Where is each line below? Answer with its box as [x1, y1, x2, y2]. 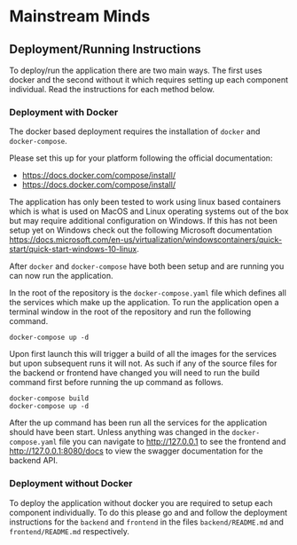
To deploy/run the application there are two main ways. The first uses [9, 65, 263, 75]
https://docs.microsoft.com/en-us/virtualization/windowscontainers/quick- [9, 234, 283, 245]
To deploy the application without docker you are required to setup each [9, 497, 273, 508]
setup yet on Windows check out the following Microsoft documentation [9, 225, 273, 236]
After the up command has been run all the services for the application [9, 417, 268, 428]
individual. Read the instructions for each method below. [9, 84, 215, 94]
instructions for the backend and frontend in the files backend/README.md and [9, 517, 284, 527]
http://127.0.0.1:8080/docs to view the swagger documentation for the [9, 446, 263, 456]
